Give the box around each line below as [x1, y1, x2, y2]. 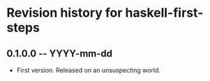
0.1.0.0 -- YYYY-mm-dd [6, 47, 113, 59]
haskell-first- [125, 5, 204, 21]
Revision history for [6, 5, 123, 21]
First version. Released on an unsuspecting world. [16, 66, 161, 74]
